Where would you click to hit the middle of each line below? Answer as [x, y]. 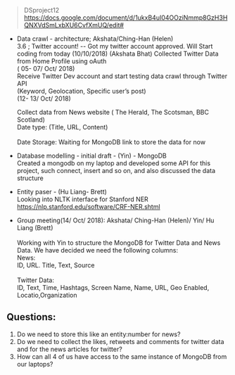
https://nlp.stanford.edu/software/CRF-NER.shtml [88, 206]
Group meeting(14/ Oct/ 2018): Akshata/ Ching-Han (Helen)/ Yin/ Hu [115, 220]
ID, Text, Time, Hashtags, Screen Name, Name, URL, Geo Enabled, [113, 287]
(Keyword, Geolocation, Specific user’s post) [81, 91]
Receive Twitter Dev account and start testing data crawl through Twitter [122, 76]
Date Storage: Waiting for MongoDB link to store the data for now [111, 142]
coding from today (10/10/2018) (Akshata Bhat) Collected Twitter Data [118, 53]
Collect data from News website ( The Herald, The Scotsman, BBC [113, 112]
